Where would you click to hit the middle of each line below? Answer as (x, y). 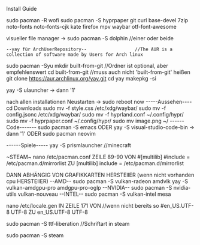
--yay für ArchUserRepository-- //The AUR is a (89, 49)
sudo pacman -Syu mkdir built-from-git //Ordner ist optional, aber (87, 66)
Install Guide (22, 9)
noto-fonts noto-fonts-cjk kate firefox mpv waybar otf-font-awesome (91, 27)
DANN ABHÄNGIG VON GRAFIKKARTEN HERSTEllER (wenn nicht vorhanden (100, 175)
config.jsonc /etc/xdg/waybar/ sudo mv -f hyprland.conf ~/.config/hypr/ (95, 114)
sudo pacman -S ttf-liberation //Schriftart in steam (68, 224)
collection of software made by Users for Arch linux (75, 55)
